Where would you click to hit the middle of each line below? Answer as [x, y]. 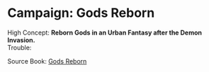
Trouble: [19, 47]
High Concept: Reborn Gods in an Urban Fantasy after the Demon [105, 32]
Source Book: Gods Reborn [47, 61]
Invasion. [21, 40]
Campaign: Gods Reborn [81, 13]
